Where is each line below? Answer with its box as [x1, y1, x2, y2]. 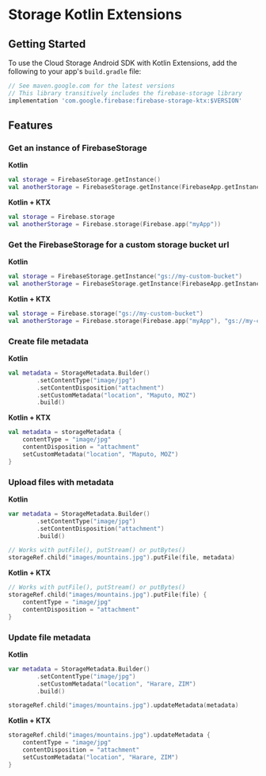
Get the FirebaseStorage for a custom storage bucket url [8, 239, 230, 250]
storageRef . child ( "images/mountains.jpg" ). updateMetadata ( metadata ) [8, 701, 239, 709]
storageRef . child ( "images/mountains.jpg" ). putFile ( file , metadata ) [8, 554, 236, 562]
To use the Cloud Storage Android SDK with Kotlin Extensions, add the [8, 58, 237, 67]
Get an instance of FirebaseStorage [8, 142, 148, 153]
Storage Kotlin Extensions [8, 6, 182, 24]
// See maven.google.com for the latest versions [8, 82, 176, 90]
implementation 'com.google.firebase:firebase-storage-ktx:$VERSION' [8, 97, 243, 105]
